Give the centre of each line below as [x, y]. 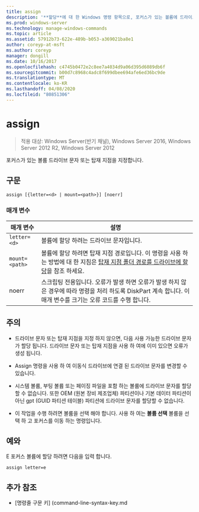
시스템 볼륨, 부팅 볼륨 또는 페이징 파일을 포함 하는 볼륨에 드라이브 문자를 [97, 385]
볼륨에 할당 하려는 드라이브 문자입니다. [92, 240]
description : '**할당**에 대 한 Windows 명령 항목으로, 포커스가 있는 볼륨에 [92, 17]
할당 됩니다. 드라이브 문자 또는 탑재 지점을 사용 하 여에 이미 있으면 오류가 [105, 346]
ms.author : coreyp [29, 50]
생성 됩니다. [28, 353]
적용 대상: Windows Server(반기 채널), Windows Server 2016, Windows [106, 141]
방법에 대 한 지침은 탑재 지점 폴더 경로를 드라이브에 [115, 262]
